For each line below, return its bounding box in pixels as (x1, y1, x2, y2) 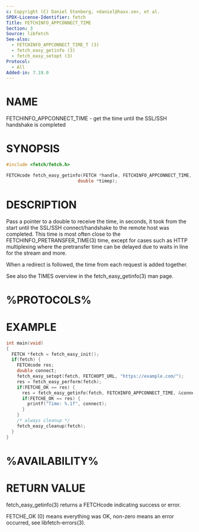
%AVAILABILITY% (6, 454, 99, 468)
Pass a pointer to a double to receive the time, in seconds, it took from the (6, 218, 187, 225)
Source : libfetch (6, 31, 49, 37)
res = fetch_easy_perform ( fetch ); (17, 378, 102, 384)
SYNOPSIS (6, 142, 60, 155)
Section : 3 (6, 25, 33, 32)
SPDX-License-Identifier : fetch (6, 14, 86, 20)
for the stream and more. (6, 249, 67, 256)
